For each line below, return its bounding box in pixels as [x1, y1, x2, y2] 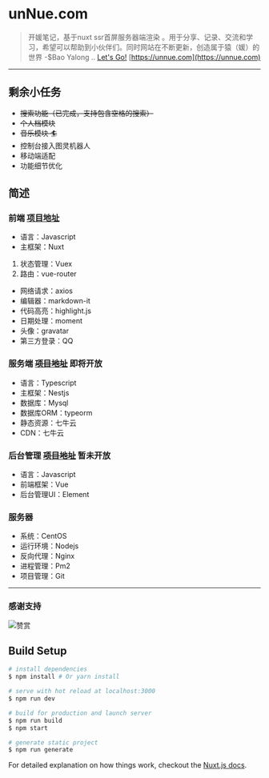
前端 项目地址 [8, 213, 60, 224]
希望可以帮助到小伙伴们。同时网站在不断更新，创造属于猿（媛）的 [42, 42, 260, 52]
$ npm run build [8, 716, 62, 724]
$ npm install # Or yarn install [8, 673, 120, 681]
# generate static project [8, 738, 98, 747]
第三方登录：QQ [19, 336, 74, 346]
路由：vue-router [19, 269, 78, 279]
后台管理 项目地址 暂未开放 [8, 450, 111, 461]
